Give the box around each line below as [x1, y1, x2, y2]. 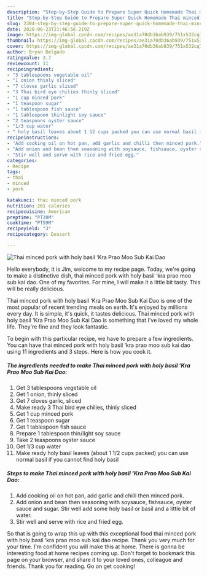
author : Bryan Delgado [7, 49, 65, 55]
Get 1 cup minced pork [15, 410, 74, 418]
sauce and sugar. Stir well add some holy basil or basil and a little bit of [15, 505, 196, 512]
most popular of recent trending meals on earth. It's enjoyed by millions [7, 303, 188, 311]
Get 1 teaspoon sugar [15, 416, 70, 424]
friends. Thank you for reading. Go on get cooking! [7, 562, 136, 570]
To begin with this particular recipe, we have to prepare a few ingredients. [7, 335, 194, 342]
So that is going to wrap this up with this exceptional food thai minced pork [7, 529, 197, 537]
